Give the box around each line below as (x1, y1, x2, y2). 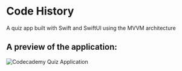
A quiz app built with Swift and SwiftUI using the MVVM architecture (6, 24, 177, 32)
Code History (6, 4, 74, 18)
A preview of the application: (6, 42, 118, 52)
